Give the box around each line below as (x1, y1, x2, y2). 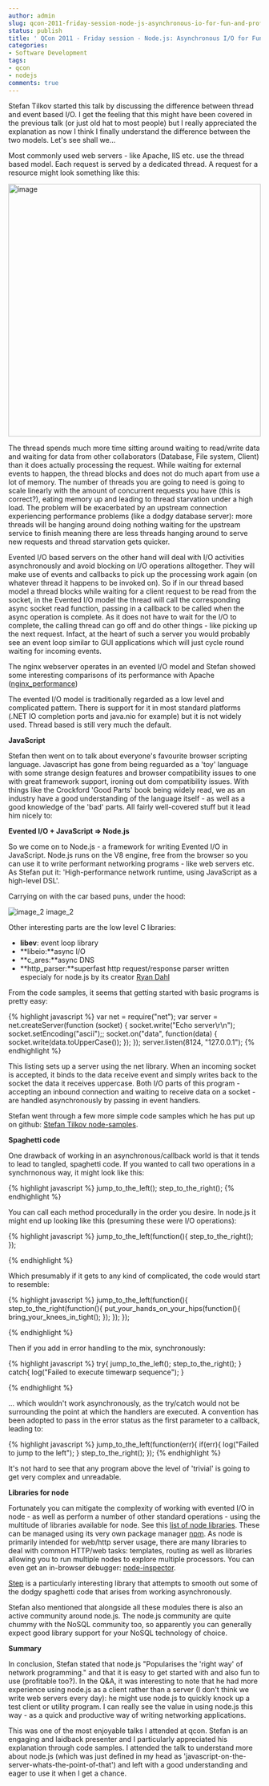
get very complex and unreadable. (8, 1471, 122, 1481)
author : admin (8, 11, 56, 20)
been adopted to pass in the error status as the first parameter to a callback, (8, 1415, 260, 1425)
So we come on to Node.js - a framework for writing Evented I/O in (8, 842, 228, 851)
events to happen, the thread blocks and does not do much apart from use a (8, 469, 260, 478)
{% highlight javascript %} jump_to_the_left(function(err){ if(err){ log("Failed (8, 1439, 259, 1449)
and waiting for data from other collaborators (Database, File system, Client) (8, 451, 259, 461)
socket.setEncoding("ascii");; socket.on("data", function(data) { (8, 1029, 218, 1038)
